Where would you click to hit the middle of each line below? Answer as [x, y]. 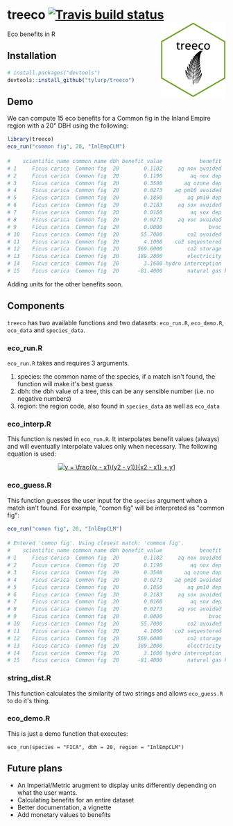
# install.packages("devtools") [54, 73]
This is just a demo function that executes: [68, 733]
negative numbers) [44, 399]
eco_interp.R [29, 424]
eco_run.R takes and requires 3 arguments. [68, 363]
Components [36, 306]
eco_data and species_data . [46, 330]
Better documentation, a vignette [64, 807]
